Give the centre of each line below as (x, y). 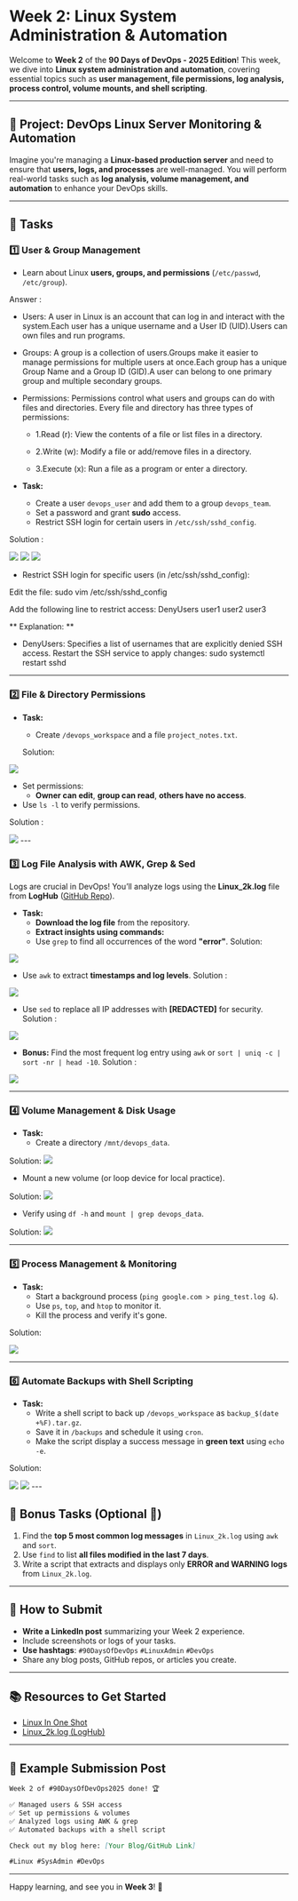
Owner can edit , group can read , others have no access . (141, 795)
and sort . (39, 1545)
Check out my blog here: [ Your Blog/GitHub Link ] (103, 1846)
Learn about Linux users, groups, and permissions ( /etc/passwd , (141, 273)
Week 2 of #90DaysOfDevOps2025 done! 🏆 (84, 1789)
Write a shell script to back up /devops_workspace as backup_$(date (157, 1413)
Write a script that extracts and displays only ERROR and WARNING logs (155, 1564)
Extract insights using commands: (100, 932)
